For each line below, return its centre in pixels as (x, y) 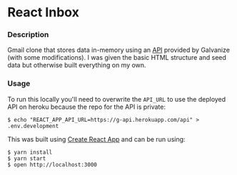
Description (28, 35)
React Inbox (44, 12)
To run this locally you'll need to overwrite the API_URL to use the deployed (117, 99)
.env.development (33, 126)
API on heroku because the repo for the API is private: (87, 107)
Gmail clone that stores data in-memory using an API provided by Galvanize (119, 50)
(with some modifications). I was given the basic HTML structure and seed (117, 58)
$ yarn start (27, 158)
